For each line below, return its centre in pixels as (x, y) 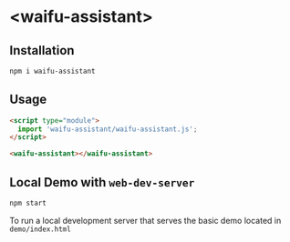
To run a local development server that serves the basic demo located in (145, 220)
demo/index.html (40, 229)
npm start (28, 203)
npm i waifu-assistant (52, 71)
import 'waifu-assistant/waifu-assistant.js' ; (108, 129)
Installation (42, 50)
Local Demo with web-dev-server (102, 182)
